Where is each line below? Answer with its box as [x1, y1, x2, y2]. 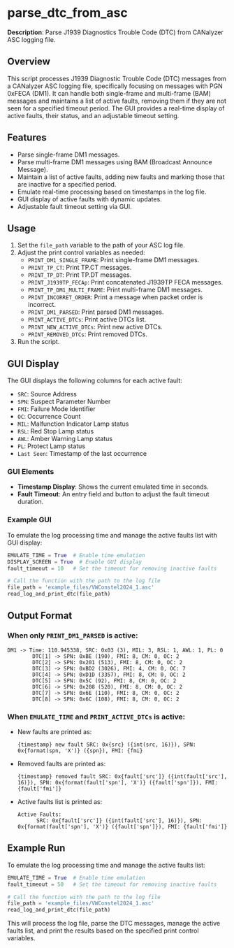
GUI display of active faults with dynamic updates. [17, 194, 162, 203]
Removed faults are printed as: [17, 760, 106, 768]
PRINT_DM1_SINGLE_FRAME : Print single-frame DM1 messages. [27, 256, 200, 264]
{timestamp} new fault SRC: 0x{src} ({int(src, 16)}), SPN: [17, 741, 196, 749]
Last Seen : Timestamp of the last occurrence [17, 450, 147, 458]
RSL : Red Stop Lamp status [17, 427, 94, 436]
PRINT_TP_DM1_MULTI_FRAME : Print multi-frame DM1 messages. [27, 285, 203, 294]
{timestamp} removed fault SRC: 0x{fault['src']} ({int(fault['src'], [17, 773, 228, 780]
